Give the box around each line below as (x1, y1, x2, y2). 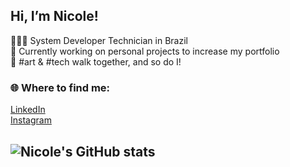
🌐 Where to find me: (10, 80, 111, 94)
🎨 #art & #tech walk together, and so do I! (10, 55, 182, 68)
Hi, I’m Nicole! (10, 8, 99, 25)
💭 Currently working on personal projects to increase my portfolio (10, 45, 280, 57)
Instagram (10, 114, 52, 126)
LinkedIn (10, 104, 46, 116)
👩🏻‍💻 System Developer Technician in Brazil (10, 34, 188, 46)
